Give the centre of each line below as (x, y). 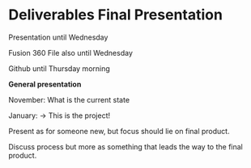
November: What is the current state (69, 99)
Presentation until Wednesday (58, 37)
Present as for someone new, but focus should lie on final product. (119, 131)
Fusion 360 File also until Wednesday (71, 52)
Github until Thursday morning (60, 68)
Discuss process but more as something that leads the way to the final (125, 146)
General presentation (45, 84)
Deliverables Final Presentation (115, 15)
